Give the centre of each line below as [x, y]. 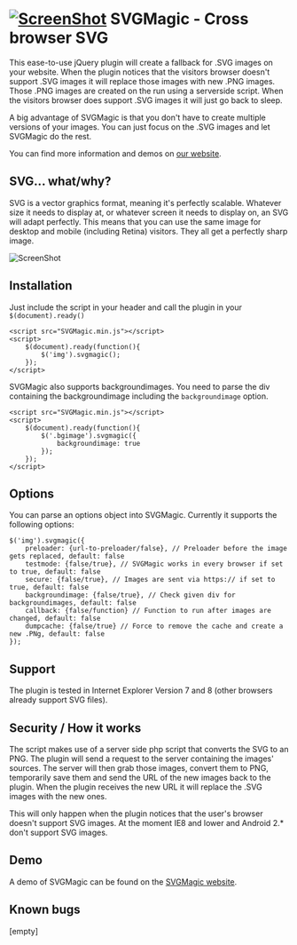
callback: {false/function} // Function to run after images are [148, 611]
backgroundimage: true [98, 443]
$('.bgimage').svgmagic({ [89, 435]
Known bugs [45, 910]
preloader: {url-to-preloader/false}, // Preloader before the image [156, 549]
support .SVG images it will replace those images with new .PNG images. [142, 81]
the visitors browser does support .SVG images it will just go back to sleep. [146, 100]
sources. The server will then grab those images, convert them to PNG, [139, 768]
